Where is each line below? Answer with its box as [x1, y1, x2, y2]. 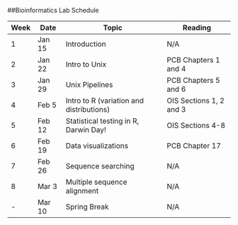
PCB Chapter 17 [166, 141, 221, 151]
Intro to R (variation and [65, 96, 144, 105]
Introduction [65, 39, 106, 49]
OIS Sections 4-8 [166, 120, 225, 130]
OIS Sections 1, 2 [166, 96, 225, 105]
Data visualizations [65, 141, 129, 151]
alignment [65, 186, 99, 195]
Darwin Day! [65, 125, 106, 134]
